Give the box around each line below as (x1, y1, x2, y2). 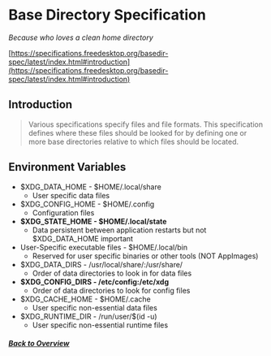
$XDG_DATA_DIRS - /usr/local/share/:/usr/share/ (19, 259, 183, 269)
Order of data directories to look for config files (32, 285, 191, 295)
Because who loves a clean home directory (8, 33, 154, 42)
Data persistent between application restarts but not (32, 225, 207, 235)
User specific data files (32, 190, 110, 200)
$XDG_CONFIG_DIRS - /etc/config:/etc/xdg (19, 276, 169, 286)
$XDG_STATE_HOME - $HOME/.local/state (19, 216, 167, 226)
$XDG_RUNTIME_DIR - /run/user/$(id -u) (19, 311, 157, 321)
